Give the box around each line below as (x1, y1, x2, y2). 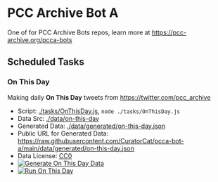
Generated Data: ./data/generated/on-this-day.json (17, 122, 166, 130)
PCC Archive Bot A (7, 5, 119, 21)
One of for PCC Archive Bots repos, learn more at (7, 28, 150, 37)
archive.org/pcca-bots (7, 35, 72, 44)
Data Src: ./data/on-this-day (17, 114, 100, 122)
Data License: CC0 (17, 151, 72, 160)
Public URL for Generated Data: (17, 129, 109, 138)
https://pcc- (151, 28, 187, 37)
